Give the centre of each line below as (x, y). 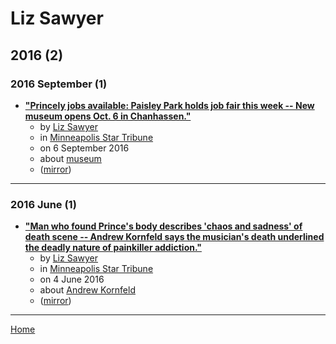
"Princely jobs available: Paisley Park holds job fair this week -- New (169, 105)
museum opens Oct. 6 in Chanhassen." (108, 116)
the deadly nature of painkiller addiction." (113, 248)
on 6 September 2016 (84, 148)
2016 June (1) (43, 204)
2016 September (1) (59, 84)
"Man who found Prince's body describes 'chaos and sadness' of (163, 226)
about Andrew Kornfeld (87, 290)
